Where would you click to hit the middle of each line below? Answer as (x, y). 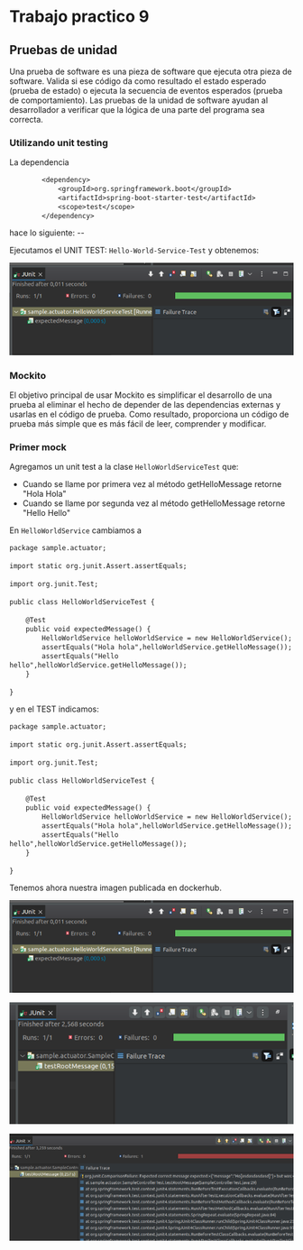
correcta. (26, 119)
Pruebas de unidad (64, 50)
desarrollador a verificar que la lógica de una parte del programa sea (137, 110)
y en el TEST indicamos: (54, 709)
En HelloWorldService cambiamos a (76, 530)
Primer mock (38, 446)
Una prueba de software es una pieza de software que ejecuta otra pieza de (151, 71)
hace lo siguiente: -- (47, 233)
